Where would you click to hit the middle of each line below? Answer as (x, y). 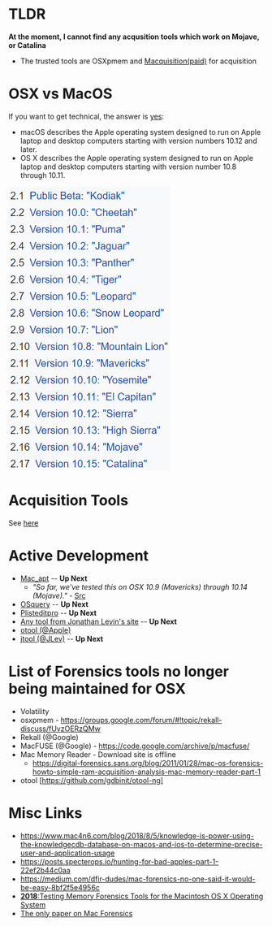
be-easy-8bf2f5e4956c (60, 887)
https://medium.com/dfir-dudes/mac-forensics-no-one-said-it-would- (138, 879)
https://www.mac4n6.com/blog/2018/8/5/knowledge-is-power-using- (137, 835)
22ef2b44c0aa (45, 870)
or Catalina (27, 45)
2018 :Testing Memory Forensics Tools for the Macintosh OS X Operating (142, 896)
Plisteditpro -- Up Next (58, 612)
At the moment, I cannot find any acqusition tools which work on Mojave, (134, 37)
